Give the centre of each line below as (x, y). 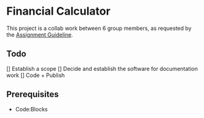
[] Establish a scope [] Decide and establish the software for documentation (102, 68)
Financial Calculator (58, 11)
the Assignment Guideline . (40, 34)
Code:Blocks (31, 109)
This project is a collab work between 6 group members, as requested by (99, 28)
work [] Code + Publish (36, 75)
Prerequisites (33, 94)
